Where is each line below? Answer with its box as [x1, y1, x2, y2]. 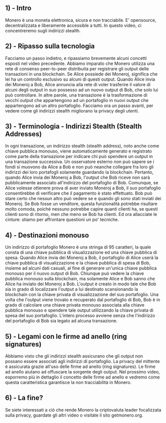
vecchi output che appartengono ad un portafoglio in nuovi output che [5, 97, 149, 103]
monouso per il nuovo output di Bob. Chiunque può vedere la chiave [5, 270, 144, 276]
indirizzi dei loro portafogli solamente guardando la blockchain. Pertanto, [5, 169, 154, 175]
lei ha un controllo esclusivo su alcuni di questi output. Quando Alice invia [5, 76, 155, 82]
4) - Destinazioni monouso [5, 231, 89, 239]
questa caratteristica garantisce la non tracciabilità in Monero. [5, 379, 132, 385]
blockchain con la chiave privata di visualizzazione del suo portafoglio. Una [5, 292, 159, 298]
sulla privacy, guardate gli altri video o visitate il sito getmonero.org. [5, 412, 144, 418]
